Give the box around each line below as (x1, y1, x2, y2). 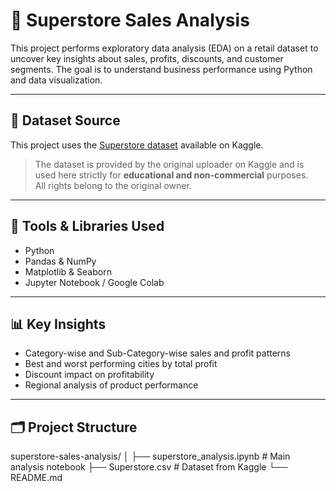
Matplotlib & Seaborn (24, 265, 112, 278)
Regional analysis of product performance (24, 379, 199, 391)
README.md (10, 472, 63, 484)
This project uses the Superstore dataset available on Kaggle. (10, 139, 264, 151)
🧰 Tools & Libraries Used (10, 218, 165, 235)
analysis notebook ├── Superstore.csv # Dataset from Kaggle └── (10, 461, 288, 473)
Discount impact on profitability (24, 369, 155, 381)
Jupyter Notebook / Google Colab (24, 276, 165, 288)
